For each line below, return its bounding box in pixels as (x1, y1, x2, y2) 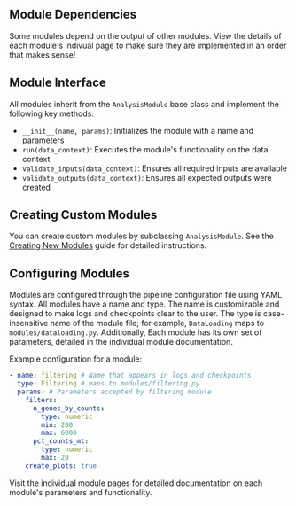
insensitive (9, 318, 49, 329)
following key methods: (9, 108, 95, 119)
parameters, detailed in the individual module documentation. (9, 337, 233, 347)
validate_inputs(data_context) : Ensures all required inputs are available (21, 163, 288, 174)
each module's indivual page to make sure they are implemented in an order (9, 40, 287, 51)
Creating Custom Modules (9, 207, 158, 222)
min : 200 (41, 420, 74, 429)
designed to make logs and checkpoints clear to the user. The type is (9, 308, 261, 319)
